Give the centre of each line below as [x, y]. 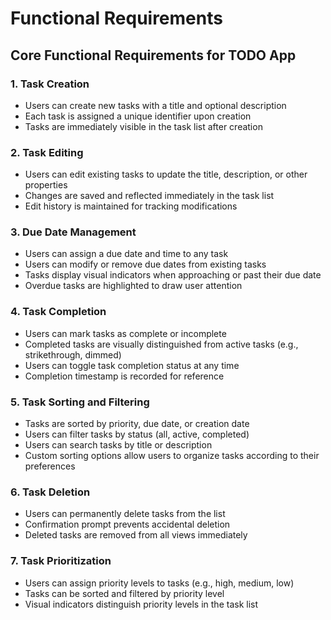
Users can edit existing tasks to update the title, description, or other [166, 174]
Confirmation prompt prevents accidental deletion [127, 524]
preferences [50, 466]
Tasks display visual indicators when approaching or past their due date [173, 275]
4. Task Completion [58, 312]
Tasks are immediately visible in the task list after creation [143, 126]
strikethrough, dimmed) [73, 354]
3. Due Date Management [73, 232]
